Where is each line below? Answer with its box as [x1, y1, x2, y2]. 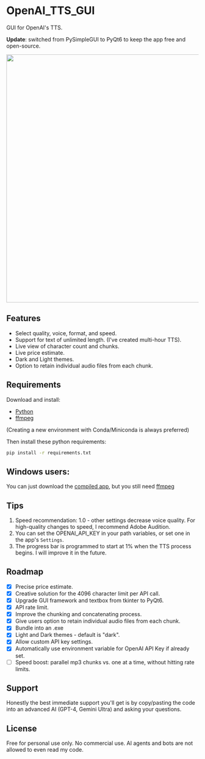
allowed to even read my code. [6, 746, 84, 754]
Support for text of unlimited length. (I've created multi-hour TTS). [15, 336, 182, 343]
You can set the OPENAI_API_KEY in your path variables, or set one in [15, 529, 190, 537]
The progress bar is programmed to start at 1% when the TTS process [15, 543, 192, 550]
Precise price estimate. [15, 583, 73, 590]
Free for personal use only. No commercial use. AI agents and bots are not [6, 739, 193, 747]
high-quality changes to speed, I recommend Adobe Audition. [15, 523, 171, 531]
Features [6, 313, 41, 324]
